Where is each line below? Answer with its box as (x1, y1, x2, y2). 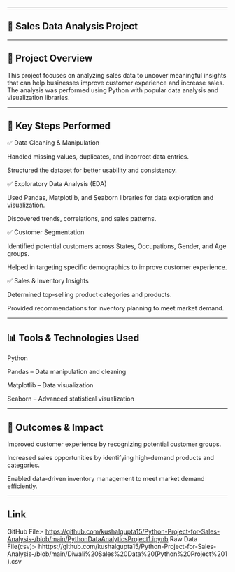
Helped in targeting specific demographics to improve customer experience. (7, 263, 227, 271)
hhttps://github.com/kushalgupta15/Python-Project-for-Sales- (38, 542, 217, 550)
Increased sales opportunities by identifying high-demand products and (7, 454, 215, 462)
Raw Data (169, 534, 198, 543)
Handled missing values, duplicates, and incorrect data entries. (7, 152, 189, 161)
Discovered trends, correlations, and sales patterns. (7, 215, 157, 223)
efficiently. (7, 482, 38, 490)
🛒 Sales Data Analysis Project (7, 20, 138, 32)
